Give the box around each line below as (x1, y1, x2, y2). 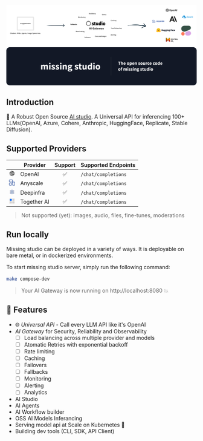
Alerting (24, 382, 44, 389)
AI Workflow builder (14, 408, 65, 416)
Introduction (6, 97, 54, 108)
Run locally (6, 229, 50, 240)
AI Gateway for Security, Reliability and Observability (14, 327, 147, 335)
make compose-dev (6, 276, 50, 283)
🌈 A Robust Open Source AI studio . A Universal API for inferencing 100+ (6, 113, 185, 120)
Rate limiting (24, 347, 56, 355)
